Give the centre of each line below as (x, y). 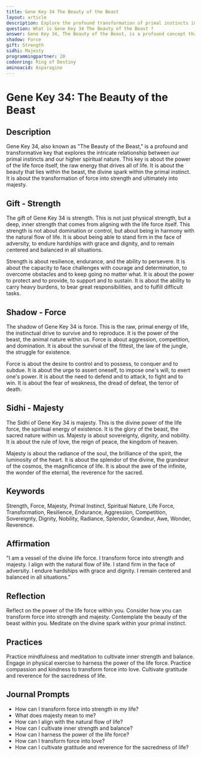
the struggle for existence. (39, 352)
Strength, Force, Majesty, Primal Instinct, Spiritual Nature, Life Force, (91, 506)
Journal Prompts (38, 694)
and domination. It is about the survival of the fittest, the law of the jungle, (97, 346)
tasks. (14, 293)
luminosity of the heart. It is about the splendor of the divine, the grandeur (98, 459)
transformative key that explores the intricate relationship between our (93, 153)
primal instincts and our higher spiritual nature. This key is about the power (98, 159)
